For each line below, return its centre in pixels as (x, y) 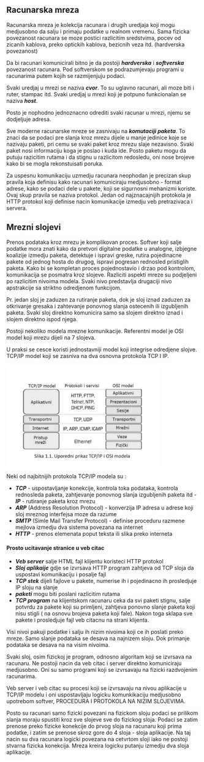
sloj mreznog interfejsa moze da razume (66, 514)
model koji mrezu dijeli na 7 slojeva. (51, 337)
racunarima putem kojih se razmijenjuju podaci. (66, 75)
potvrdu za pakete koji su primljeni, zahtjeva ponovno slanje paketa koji (105, 607)
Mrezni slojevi (34, 227)
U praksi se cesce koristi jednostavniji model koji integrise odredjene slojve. (102, 349)
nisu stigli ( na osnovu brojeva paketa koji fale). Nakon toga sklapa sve (104, 614)
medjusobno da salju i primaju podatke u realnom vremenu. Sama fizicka (98, 31)
